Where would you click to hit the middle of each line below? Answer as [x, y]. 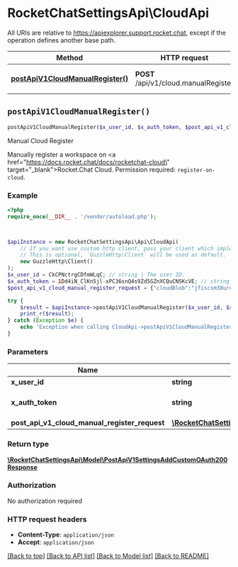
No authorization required [45, 500]
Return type [28, 444]
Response [22, 467]
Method [70, 57]
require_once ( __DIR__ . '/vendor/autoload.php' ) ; [82, 217]
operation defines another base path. [62, 40]
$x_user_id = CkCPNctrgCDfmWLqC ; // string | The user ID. [96, 275]
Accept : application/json [56, 542]
